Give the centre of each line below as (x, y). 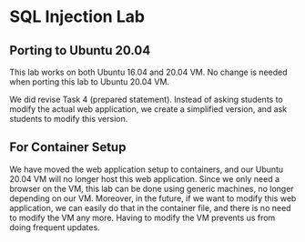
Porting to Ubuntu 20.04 (80, 50)
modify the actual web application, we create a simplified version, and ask (148, 109)
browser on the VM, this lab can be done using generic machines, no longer (152, 188)
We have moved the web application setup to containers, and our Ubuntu (147, 169)
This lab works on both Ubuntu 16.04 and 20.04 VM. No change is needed (149, 72)
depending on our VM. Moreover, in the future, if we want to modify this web (153, 198)
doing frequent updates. (55, 227)
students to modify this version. (69, 119)
